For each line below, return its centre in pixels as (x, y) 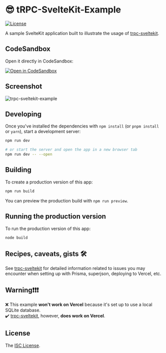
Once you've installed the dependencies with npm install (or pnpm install (82, 126)
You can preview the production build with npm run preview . (67, 200)
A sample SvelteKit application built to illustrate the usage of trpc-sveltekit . (82, 33)
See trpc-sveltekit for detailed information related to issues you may (75, 268)
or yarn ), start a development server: (43, 131)
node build (16, 237)
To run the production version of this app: (48, 228)
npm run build (20, 191)
